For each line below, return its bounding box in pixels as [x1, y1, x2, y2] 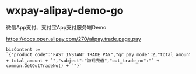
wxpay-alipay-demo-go [6, 4, 124, 17]
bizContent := [6, 46, 41, 53]
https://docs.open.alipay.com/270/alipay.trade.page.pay [6, 35, 141, 42]
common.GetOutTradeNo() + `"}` [6, 62, 82, 69]
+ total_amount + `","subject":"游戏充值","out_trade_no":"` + [6, 58, 159, 64]
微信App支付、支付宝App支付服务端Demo [6, 24, 107, 31]
